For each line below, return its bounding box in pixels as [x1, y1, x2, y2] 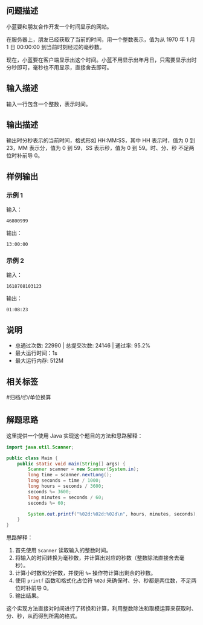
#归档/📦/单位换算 [6, 393, 51, 401]
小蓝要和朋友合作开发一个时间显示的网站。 [6, 23, 112, 30]
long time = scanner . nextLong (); [28, 472, 112, 478]
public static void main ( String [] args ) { [17, 461, 126, 467]
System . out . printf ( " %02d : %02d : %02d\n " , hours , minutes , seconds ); [28, 511, 199, 517]
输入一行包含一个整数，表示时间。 [6, 100, 91, 108]
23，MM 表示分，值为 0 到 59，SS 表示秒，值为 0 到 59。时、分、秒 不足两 [6, 144, 195, 152]
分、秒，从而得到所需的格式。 [6, 612, 80, 620]
